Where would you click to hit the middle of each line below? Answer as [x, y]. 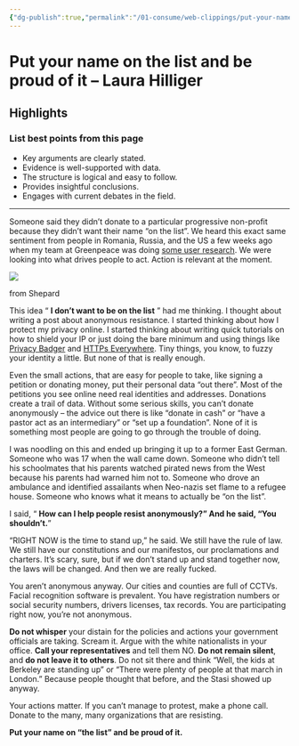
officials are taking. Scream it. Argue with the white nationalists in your [138, 641]
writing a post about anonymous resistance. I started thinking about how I [144, 320]
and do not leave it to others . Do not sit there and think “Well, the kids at [142, 660]
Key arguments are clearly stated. [84, 158]
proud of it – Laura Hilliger [106, 80]
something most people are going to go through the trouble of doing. [135, 432]
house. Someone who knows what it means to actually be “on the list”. [138, 496]
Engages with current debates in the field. [99, 196]
